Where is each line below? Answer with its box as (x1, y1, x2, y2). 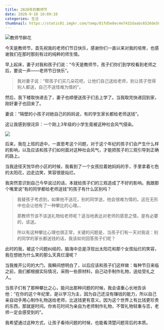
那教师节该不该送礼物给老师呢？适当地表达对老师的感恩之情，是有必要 (17, 213, 159, 219)
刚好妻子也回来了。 (5, 101, 44, 106)
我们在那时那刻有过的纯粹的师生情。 (9, 51, 82, 57)
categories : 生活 (5, 16, 39, 21)
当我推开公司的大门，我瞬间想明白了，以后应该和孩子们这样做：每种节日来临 (5, 262, 159, 268)
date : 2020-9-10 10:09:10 (5, 12, 58, 17)
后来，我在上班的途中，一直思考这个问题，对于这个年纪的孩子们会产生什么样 (5, 141, 159, 147)
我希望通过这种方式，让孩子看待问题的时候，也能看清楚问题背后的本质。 (5, 320, 150, 326)
